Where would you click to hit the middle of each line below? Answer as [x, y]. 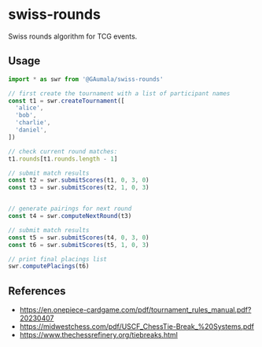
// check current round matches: [63, 151]
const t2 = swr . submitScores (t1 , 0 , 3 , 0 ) [79, 180]
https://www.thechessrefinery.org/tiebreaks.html [99, 335]
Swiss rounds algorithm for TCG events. [73, 36]
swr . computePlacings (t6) [49, 266]
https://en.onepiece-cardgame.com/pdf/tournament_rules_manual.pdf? [135, 310]
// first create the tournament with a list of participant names [119, 93]
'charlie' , [33, 123]
